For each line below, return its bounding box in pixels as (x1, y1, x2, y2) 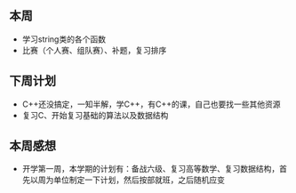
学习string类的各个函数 (21, 34, 107, 44)
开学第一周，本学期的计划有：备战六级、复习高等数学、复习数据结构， (21, 164, 280, 174)
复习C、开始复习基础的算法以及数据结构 (21, 109, 169, 120)
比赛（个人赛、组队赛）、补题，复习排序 (21, 44, 167, 55)
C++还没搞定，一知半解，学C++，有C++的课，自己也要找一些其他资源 (21, 99, 282, 109)
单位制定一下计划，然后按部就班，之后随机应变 (52, 174, 225, 185)
